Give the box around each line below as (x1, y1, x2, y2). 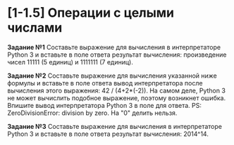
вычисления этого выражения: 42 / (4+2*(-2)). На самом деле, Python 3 (7, 86, 226, 95)
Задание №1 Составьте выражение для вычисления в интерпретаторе (7, 43, 221, 51)
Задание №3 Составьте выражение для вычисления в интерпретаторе (7, 122, 222, 130)
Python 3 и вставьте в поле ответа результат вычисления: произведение (7, 50, 227, 59)
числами (7, 20, 63, 36)
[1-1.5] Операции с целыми (7, 5, 175, 21)
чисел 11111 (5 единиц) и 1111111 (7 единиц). (7, 57, 134, 66)
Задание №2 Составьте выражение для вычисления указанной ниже (7, 71, 217, 80)
